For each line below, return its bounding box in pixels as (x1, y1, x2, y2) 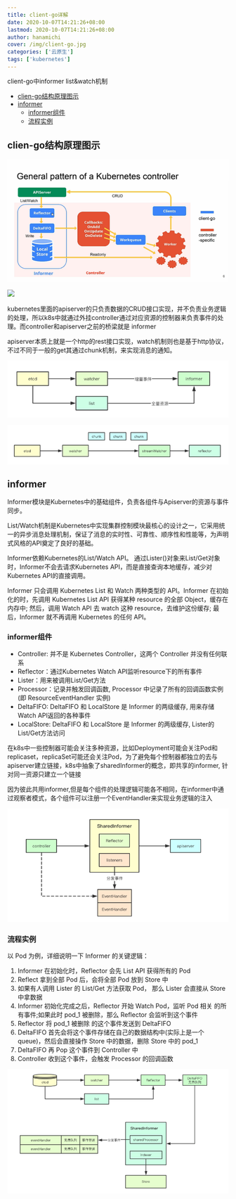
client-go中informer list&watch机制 (7, 77, 108, 85)
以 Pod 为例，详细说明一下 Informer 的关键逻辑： (7, 951, 149, 960)
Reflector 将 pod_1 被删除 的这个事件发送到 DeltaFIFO (17, 1020, 171, 1028)
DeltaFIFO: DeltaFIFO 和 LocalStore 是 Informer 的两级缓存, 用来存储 (17, 702, 215, 710)
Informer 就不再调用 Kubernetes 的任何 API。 (19, 613, 150, 622)
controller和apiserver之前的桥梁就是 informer (25, 322, 157, 331)
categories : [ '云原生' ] (7, 49, 74, 56)
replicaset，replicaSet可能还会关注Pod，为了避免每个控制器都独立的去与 (7, 752, 218, 761)
